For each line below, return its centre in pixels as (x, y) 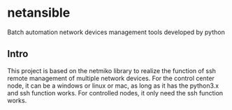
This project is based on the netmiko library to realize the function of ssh (112, 70)
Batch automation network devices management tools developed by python (116, 32)
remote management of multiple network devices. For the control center (111, 78)
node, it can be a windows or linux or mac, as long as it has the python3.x (113, 86)
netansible (39, 13)
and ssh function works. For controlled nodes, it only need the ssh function (115, 93)
